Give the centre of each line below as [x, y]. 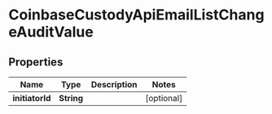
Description [114, 84]
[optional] [164, 98]
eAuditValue [51, 32]
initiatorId [32, 98]
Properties [36, 62]
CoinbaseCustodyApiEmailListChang [136, 15]
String [71, 98]
